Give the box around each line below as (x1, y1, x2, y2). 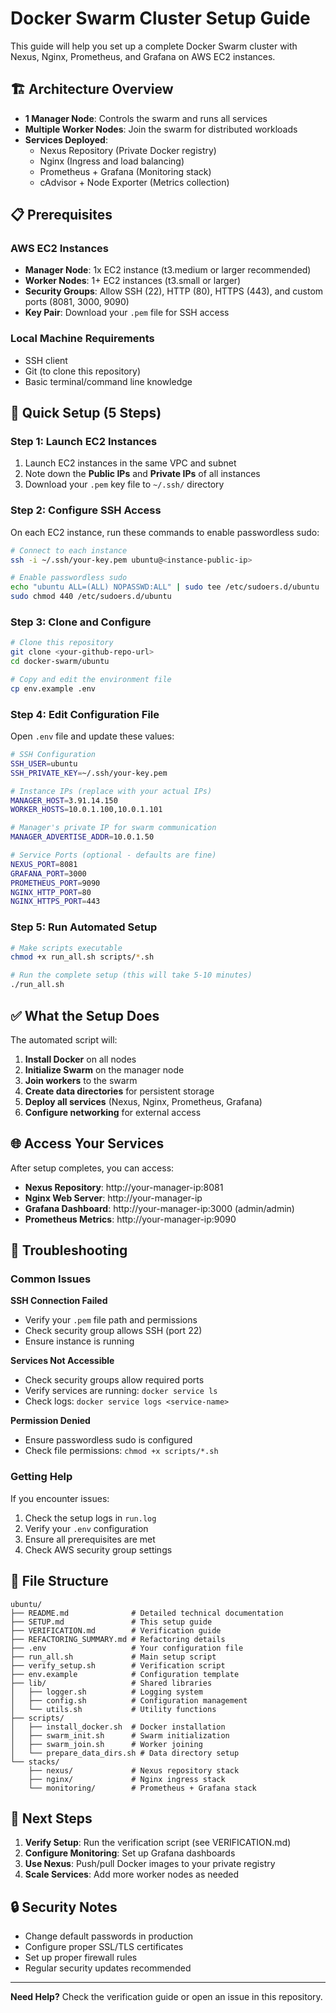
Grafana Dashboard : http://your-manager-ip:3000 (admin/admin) (24, 1202, 295, 1214)
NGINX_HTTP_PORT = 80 (10, 887, 92, 897)
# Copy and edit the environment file (10, 675, 172, 685)
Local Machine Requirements (10, 332, 155, 346)
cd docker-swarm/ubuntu (10, 657, 110, 667)
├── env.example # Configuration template (10, 1669, 240, 1679)
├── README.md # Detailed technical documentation (10, 1608, 284, 1618)
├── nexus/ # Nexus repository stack (28, 1765, 240, 1776)
